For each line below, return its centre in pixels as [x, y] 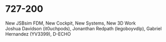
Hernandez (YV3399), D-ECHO [38, 34]
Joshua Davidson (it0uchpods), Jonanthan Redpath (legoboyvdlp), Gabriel [84, 28]
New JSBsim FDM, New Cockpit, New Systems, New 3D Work [71, 23]
